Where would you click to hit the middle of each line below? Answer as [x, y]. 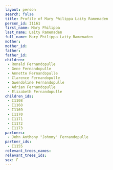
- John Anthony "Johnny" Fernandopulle [48, 137]
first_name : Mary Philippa [33, 28]
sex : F [12, 160]
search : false [20, 14]
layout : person [21, 10]
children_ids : [20, 96]
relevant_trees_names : [28, 151]
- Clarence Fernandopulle [34, 78]
